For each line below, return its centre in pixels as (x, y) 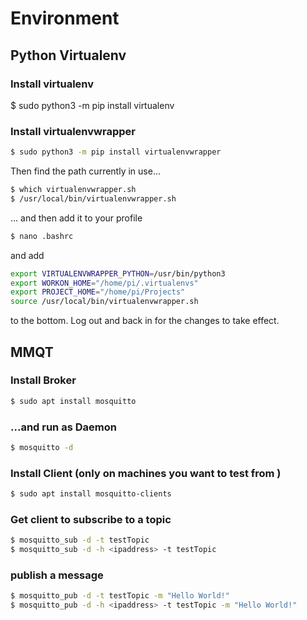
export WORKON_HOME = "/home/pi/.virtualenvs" (104, 283)
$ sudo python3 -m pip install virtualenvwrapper (116, 152)
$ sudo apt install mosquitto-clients (91, 494)
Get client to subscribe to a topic (91, 519)
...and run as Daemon (63, 427)
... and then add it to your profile (76, 218)
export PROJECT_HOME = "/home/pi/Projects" (98, 292)
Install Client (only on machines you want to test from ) (146, 473)
